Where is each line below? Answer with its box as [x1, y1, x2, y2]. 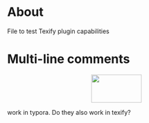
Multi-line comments [7, 51, 130, 67]
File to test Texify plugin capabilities [7, 27, 109, 35]
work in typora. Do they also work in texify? [7, 108, 131, 116]
